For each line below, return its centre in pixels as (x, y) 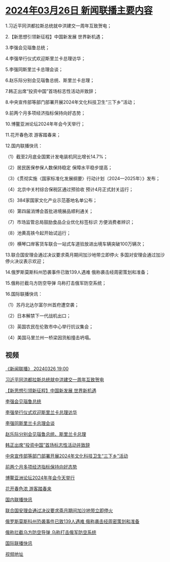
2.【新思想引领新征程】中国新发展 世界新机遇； (55, 36)
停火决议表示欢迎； (26, 261)
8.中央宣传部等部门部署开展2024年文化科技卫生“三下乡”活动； (71, 102)
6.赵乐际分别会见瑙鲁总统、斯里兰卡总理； (50, 80)
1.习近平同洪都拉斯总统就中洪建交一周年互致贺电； (58, 26)
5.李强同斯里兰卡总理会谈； (34, 69)
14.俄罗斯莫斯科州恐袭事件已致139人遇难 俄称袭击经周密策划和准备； (78, 272)
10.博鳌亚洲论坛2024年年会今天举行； (45, 124)
